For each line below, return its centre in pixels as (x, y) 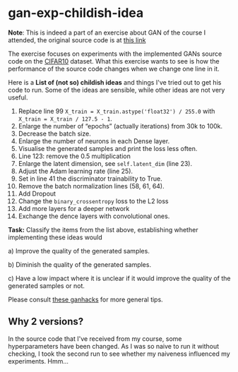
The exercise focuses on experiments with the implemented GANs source (115, 54)
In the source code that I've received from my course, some (95, 338)
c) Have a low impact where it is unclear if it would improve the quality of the (119, 278)
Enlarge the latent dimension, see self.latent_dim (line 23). (105, 163)
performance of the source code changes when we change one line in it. (114, 68)
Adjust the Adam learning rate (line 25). (76, 171)
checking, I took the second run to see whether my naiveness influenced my (119, 354)
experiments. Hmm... (38, 361)
